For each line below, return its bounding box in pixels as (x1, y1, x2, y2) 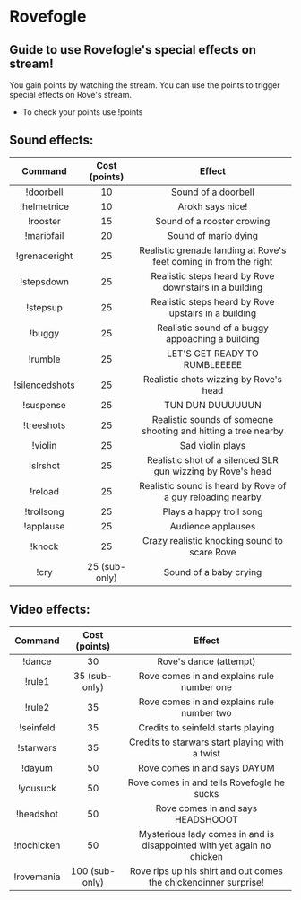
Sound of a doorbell (171, 186, 255, 198)
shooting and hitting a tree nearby (142, 424, 284, 437)
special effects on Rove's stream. (9, 90, 133, 100)
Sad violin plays (179, 439, 246, 451)
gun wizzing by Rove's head (153, 465, 272, 477)
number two (180, 706, 232, 719)
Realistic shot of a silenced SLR (146, 453, 279, 466)
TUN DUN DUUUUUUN (164, 398, 262, 411)
